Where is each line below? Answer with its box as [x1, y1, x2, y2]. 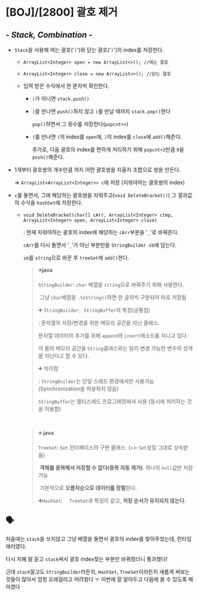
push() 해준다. [32, 153, 65, 161]
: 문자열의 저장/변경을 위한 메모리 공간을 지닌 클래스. [38, 319, 160, 326]
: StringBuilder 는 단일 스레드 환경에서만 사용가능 [38, 378, 155, 385]
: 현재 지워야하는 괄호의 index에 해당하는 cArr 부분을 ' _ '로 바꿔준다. [23, 229, 179, 235]
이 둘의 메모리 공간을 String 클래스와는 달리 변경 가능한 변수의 [38, 345, 182, 352]
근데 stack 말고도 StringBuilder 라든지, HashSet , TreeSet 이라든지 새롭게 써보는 [5, 568, 190, 575]
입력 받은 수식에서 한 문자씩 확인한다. [23, 82, 110, 89]
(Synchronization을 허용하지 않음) [38, 385, 119, 392]
